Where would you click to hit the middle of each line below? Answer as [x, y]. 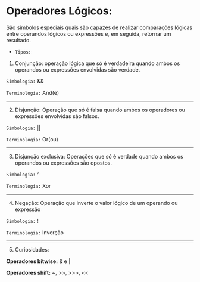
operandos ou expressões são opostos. [63, 163]
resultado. [18, 40]
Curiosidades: [32, 249]
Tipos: [23, 52]
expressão [28, 209]
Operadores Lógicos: [59, 11]
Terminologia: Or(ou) [32, 139]
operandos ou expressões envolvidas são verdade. [77, 69]
